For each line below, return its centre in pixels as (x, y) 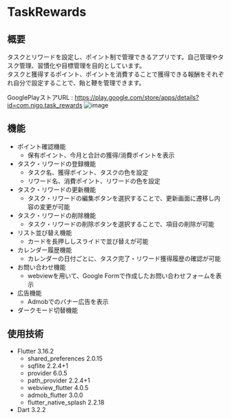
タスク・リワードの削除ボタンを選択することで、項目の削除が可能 (121, 224)
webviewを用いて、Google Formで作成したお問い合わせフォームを (121, 276)
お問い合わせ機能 (41, 267)
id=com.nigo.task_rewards (45, 105)
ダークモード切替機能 (47, 310)
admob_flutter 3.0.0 (55, 395)
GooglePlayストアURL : (40, 98)
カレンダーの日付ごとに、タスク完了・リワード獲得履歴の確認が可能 (124, 258)
